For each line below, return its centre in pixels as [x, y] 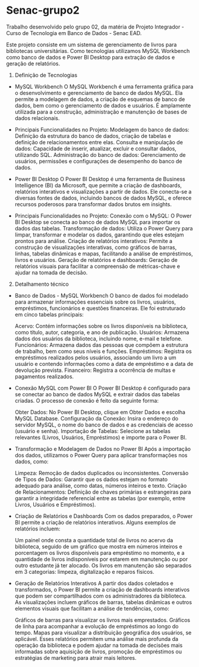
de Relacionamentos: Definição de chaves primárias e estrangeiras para [103, 492]
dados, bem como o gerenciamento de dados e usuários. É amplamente [103, 105]
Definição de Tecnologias [46, 75]
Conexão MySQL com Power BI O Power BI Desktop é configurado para [102, 388]
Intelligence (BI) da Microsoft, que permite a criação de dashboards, [98, 185]
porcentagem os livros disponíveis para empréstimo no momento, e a [99, 552]
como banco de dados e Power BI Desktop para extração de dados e [91, 57]
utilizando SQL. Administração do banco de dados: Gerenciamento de [100, 154]
